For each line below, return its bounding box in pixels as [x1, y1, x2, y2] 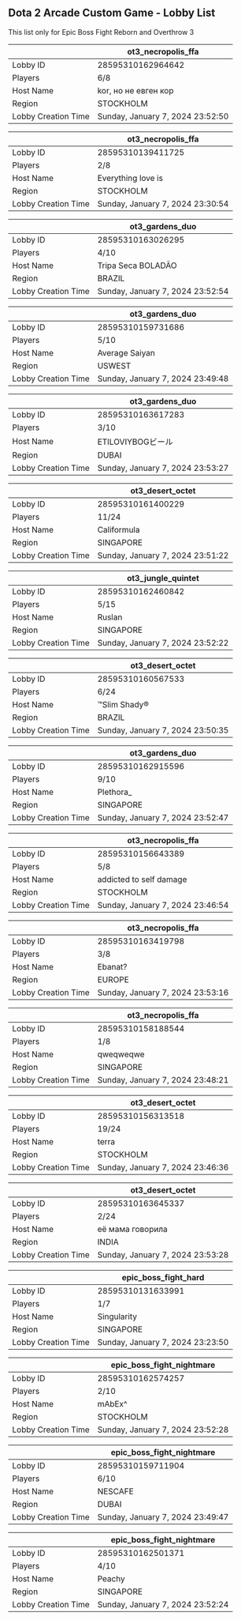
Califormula [97, 524, 140, 535]
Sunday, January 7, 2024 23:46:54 [97, 899, 229, 910]
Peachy [97, 1573, 126, 1584]
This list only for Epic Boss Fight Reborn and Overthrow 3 [8, 27, 195, 36]
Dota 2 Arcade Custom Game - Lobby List [8, 6, 216, 20]
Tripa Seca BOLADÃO [97, 260, 177, 271]
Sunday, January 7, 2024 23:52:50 [97, 111, 229, 122]
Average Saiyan [97, 347, 156, 358]
